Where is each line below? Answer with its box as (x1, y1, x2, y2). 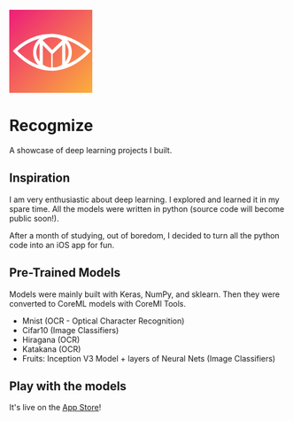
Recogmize (9, 116, 94, 136)
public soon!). (9, 213, 59, 223)
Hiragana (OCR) (21, 334, 81, 345)
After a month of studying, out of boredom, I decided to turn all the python (9, 230, 281, 240)
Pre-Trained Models (9, 265, 121, 280)
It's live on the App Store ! (9, 402, 102, 413)
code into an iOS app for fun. (9, 239, 115, 250)
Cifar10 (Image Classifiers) (21, 324, 120, 335)
